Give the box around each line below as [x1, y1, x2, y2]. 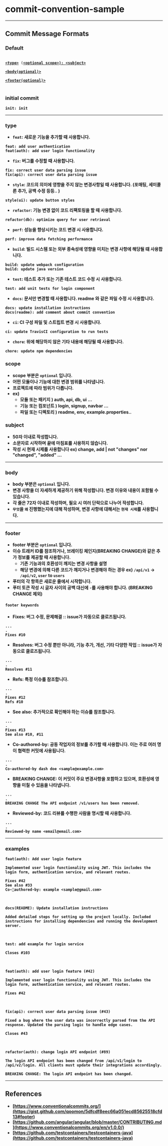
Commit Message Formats [5, 30, 89, 38]
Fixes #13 [5, 727, 26, 732]
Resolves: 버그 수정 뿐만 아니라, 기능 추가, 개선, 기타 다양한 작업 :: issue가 [12, 642, 157, 648]
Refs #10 [5, 699, 23, 704]
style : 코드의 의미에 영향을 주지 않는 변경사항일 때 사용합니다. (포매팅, [12, 182, 148, 188]
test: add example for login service [5, 941, 84, 947]
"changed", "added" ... [12, 452, 62, 458]
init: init [5, 106, 28, 111]
